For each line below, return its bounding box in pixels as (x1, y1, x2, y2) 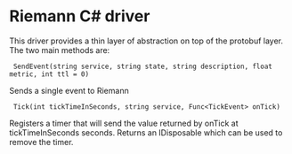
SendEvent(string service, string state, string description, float (12, 62, 273, 71)
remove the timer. (9, 136, 74, 147)
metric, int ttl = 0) (9, 69, 90, 79)
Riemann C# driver (9, 6, 150, 27)
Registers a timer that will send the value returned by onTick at (9, 118, 239, 128)
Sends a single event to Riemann (9, 85, 129, 96)
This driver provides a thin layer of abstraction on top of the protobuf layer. (9, 35, 283, 46)
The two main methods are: (9, 44, 110, 55)
